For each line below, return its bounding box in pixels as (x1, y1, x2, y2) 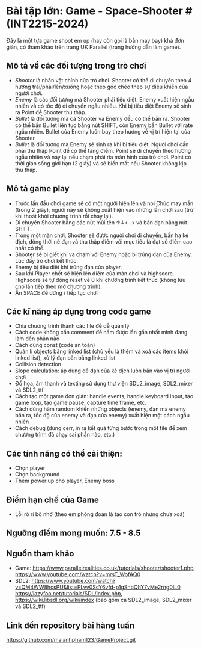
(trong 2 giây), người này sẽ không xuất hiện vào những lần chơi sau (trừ (14, 206, 194, 213)
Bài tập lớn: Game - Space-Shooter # (6, 4, 193, 18)
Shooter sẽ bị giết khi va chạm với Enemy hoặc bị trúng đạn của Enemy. (14, 251, 193, 258)
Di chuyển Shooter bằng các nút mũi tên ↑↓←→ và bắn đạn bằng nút (14, 218, 188, 226)
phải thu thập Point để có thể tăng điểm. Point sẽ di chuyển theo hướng (14, 147, 191, 154)
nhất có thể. (14, 244, 45, 251)
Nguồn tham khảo (6, 549, 74, 559)
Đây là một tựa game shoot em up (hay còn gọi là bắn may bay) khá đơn (6, 37, 184, 44)
